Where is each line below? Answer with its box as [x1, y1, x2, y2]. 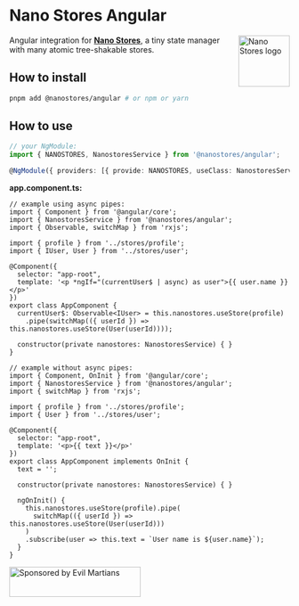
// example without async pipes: [9, 364, 133, 373]
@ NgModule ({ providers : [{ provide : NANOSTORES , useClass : [9, 167, 233, 176]
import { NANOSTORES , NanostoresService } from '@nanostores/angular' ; [9, 151, 280, 160]
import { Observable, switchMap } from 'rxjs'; [9, 224, 190, 233]
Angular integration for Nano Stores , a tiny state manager [9, 35, 221, 45]
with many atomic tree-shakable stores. [9, 44, 155, 54]
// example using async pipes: [9, 200, 125, 209]
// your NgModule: [9, 142, 77, 151]
